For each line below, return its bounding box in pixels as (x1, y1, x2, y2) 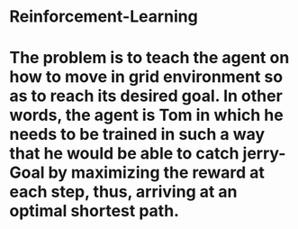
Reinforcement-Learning (9, 6, 198, 27)
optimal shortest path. (9, 201, 180, 222)
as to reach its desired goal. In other (9, 86, 284, 106)
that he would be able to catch (9, 143, 239, 164)
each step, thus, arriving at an (9, 182, 238, 202)
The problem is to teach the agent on (9, 48, 290, 69)
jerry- (242, 143, 286, 164)
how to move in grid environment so (9, 67, 284, 87)
